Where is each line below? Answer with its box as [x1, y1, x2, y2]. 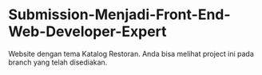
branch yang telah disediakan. [8, 57, 108, 67]
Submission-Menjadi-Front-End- [8, 6, 231, 24]
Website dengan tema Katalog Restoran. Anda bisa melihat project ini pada [8, 49, 254, 58]
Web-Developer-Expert [8, 22, 167, 41]
